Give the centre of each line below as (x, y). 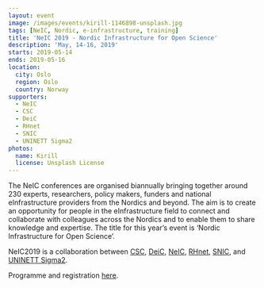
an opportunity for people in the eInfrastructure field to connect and (119, 211)
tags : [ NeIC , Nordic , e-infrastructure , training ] (94, 30)
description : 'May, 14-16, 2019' (63, 45)
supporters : (28, 97)
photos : (21, 148)
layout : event (32, 15)
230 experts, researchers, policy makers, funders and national (110, 194)
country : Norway (42, 89)
